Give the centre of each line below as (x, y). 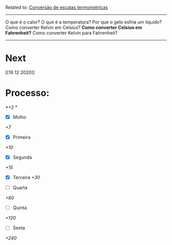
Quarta (20, 188)
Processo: (27, 93)
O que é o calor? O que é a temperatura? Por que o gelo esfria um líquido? (84, 22)
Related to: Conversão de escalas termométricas (57, 7)
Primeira (21, 137)
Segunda (22, 157)
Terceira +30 (26, 178)
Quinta (20, 208)
